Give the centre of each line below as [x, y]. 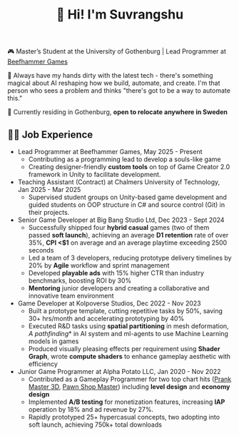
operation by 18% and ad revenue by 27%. [91, 409]
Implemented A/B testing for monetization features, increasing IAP [127, 402]
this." [15, 98]
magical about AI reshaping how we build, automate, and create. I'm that [114, 83]
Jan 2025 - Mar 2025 [49, 189]
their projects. [49, 212]
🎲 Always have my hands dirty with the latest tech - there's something [110, 76]
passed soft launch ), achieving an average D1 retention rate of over [128, 235]
